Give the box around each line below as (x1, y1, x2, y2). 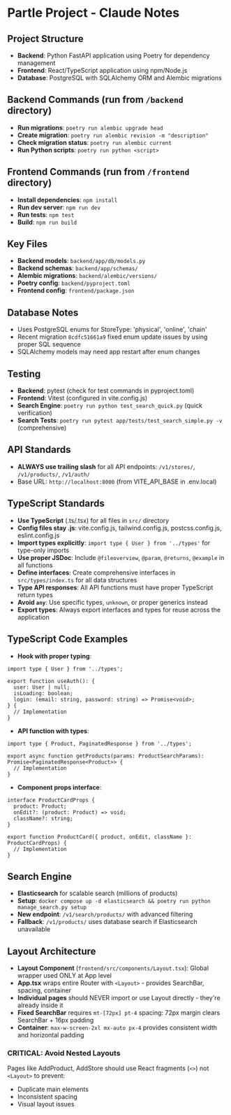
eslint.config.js (17, 531, 60, 540)
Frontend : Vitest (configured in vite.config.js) (17, 394, 148, 402)
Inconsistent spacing (17, 1093, 78, 1101)
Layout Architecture (7, 945, 96, 957)
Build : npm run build (17, 218, 77, 226)
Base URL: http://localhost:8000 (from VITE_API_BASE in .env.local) (17, 477, 217, 486)
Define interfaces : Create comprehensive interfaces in (17, 568, 176, 577)
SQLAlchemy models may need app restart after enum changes (17, 348, 200, 356)
